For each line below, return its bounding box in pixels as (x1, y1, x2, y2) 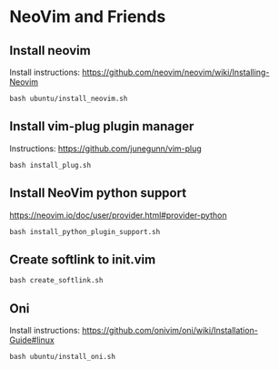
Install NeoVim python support (9, 185, 187, 201)
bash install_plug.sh (9, 160, 92, 170)
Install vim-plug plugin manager (9, 118, 194, 134)
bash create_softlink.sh (9, 276, 104, 285)
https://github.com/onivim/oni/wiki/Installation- (81, 325, 259, 336)
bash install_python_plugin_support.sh (9, 227, 161, 236)
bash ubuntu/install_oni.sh (9, 353, 116, 362)
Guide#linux (9, 334, 55, 345)
